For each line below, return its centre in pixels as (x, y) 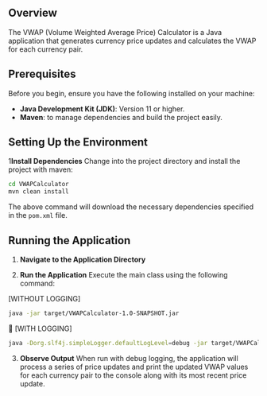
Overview (33, 13)
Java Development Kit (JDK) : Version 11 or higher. (102, 109)
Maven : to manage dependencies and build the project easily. (121, 117)
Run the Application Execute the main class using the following (124, 275)
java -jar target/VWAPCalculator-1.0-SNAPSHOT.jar (94, 313)
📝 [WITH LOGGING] (41, 328)
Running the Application (70, 241)
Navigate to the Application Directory (83, 259)
